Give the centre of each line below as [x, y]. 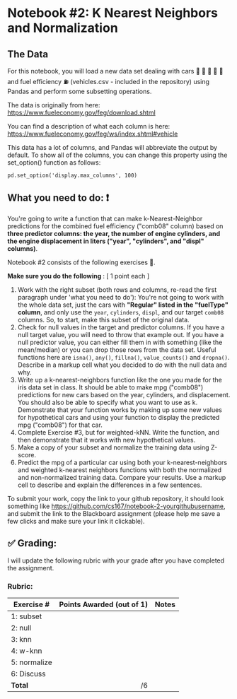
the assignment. [31, 568]
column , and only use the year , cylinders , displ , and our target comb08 [121, 312]
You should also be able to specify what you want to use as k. [108, 402]
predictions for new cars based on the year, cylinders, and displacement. [124, 394]
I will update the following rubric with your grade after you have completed [116, 560]
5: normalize [31, 662]
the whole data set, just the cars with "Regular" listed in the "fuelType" [123, 305]
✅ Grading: [32, 543]
